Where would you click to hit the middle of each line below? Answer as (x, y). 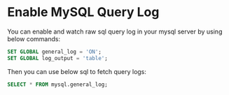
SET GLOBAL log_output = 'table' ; (58, 58)
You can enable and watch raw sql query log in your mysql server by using (115, 31)
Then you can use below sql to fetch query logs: (77, 71)
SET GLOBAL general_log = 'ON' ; (54, 52)
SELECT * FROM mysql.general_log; (58, 85)
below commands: (34, 38)
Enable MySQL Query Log (83, 12)
